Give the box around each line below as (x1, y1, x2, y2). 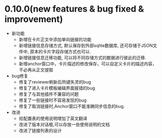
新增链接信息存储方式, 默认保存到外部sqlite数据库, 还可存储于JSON (18, 42, 153, 48)
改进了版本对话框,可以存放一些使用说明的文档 (18, 121, 110, 127)
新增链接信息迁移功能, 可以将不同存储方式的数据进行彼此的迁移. (18, 54, 146, 60)
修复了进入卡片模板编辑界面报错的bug (18, 85, 95, 91)
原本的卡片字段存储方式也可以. (30, 49, 91, 54)
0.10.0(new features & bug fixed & (4, 3, 144, 15)
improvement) (4, 14, 63, 25)
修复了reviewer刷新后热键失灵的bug (18, 79, 91, 85)
